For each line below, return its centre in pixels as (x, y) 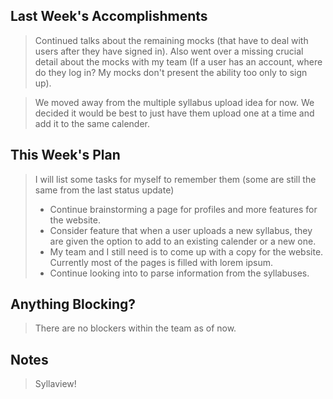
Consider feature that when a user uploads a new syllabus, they (181, 230)
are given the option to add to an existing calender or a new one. (183, 241)
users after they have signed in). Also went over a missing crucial (169, 51)
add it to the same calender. (92, 123)
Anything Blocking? (73, 304)
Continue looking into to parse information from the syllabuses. (179, 273)
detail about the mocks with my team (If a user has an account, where (178, 61)
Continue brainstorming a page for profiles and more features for (183, 209)
